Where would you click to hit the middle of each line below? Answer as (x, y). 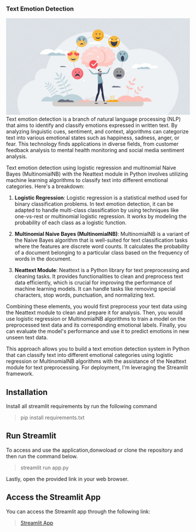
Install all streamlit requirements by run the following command (82, 406)
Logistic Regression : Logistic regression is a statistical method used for (101, 198)
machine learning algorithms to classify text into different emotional (87, 180)
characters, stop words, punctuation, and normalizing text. (85, 295)
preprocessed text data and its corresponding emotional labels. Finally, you (96, 325)
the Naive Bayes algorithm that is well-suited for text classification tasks (101, 240)
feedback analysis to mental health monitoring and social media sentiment (95, 150)
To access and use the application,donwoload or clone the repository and (94, 450)
